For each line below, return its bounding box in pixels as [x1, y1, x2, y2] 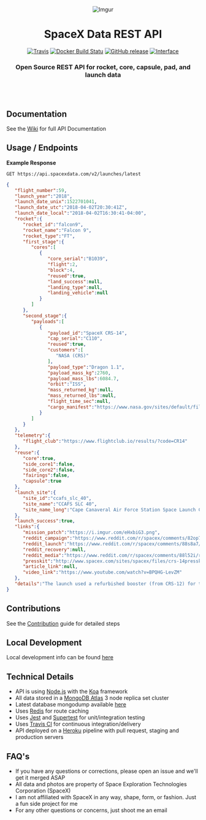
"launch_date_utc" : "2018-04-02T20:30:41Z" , [14, 204, 128, 211]
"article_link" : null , [22, 564, 78, 570]
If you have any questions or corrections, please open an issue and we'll [15, 767, 198, 775]
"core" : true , [22, 455, 56, 461]
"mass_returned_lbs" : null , [47, 393, 116, 399]
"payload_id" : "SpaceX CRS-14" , [47, 330, 128, 336]
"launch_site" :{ [14, 489, 56, 496]
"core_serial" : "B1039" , [47, 256, 109, 262]
